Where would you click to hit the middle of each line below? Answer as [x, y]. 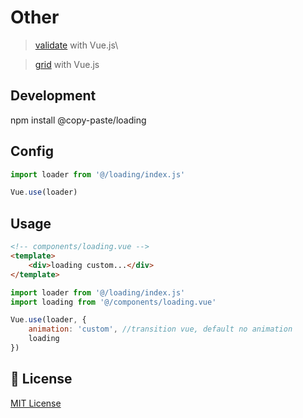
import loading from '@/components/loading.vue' [113, 302]
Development [53, 96]
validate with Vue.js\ [76, 45]
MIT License [36, 403]
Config [32, 151]
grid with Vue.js [67, 64]
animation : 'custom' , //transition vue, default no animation [160, 329]
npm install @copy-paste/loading [78, 120]
